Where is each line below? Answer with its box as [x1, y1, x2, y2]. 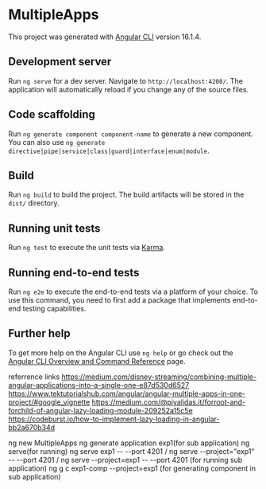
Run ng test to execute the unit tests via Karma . [8, 243, 165, 252]
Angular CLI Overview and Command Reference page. [8, 356, 186, 366]
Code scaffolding [8, 108, 95, 121]
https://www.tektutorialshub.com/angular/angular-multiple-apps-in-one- [8, 389, 246, 398]
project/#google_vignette [8, 397, 91, 407]
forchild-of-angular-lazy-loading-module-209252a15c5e [8, 405, 193, 415]
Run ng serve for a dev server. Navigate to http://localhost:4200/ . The [8, 76, 244, 85]
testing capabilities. [22, 304, 87, 313]
